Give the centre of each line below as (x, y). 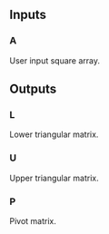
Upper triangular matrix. (54, 178)
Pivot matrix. (33, 220)
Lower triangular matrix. (54, 134)
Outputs (33, 89)
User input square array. (55, 60)
